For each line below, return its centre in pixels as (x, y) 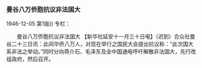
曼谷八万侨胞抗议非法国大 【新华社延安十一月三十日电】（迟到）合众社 (103, 37)
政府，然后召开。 (33, 59)
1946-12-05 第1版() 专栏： (39, 24)
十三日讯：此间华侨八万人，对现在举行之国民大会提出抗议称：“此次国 (103, 44)
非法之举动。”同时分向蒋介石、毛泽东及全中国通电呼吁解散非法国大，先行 (101, 52)
